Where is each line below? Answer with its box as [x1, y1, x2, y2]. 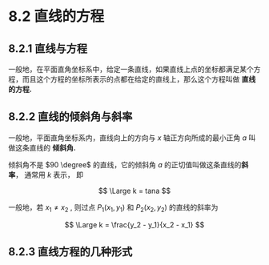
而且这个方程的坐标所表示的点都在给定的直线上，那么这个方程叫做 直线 [22, 74, 256, 84]
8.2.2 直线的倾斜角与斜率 [8, 110, 133, 124]
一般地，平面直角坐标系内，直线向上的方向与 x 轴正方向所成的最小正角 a [8, 133, 247, 143]
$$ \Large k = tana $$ [98, 186, 171, 195]
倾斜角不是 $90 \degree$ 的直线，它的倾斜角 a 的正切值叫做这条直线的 [8, 159, 242, 169]
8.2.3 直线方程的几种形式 [8, 245, 133, 259]
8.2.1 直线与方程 [8, 42, 88, 55]
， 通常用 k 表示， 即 [15, 170, 84, 179]
